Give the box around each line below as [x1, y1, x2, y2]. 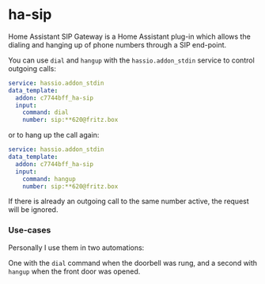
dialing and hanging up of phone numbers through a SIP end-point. [8, 40, 227, 49]
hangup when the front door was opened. [8, 267, 141, 276]
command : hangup [22, 175, 77, 183]
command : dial [22, 108, 69, 116]
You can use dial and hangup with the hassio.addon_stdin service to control [8, 55, 255, 65]
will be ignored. [8, 205, 59, 214]
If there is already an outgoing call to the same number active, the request [8, 196, 249, 206]
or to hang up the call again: [8, 131, 100, 140]
